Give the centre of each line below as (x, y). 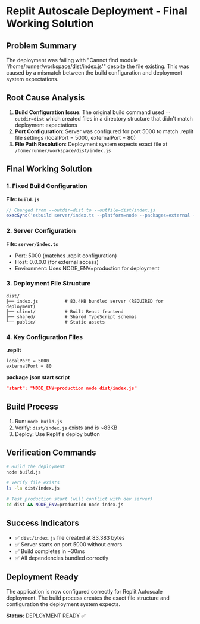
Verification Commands (51, 453)
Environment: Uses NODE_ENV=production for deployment (87, 268)
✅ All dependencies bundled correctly (62, 558)
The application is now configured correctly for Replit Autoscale (84, 591)
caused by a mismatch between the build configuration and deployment (94, 73)
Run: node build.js (38, 421)
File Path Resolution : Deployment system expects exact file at (91, 144)
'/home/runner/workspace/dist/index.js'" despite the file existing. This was (98, 66)
